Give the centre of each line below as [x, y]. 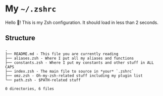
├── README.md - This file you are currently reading [62, 54]
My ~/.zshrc [31, 9]
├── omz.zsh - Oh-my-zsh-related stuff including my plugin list [74, 76]
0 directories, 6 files [30, 89]
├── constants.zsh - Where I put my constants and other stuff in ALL [80, 63]
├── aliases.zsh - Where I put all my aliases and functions [70, 58]
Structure [20, 38]
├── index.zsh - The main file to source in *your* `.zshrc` [70, 71]
